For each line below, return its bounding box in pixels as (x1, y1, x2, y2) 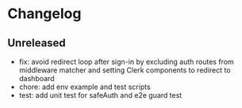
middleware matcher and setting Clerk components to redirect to (18, 65, 231, 75)
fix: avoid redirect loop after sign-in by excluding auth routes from (18, 57, 235, 66)
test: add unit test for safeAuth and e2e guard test (18, 91, 182, 99)
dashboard (18, 74, 55, 83)
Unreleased (7, 36, 67, 50)
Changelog (7, 5, 82, 23)
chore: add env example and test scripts (18, 82, 152, 91)
